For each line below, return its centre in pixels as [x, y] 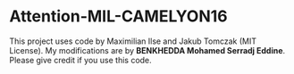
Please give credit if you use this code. [80, 60]
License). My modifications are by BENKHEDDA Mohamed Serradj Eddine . [147, 50]
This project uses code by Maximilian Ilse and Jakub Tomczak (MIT [133, 41]
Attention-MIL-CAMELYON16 [118, 16]
